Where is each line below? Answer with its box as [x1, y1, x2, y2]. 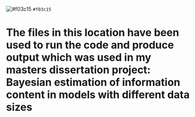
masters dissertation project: [6, 63, 151, 77]
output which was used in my [6, 51, 152, 64]
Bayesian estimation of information [6, 76, 180, 89]
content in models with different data [6, 88, 190, 102]
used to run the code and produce [6, 39, 175, 52]
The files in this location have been [6, 26, 180, 39]
